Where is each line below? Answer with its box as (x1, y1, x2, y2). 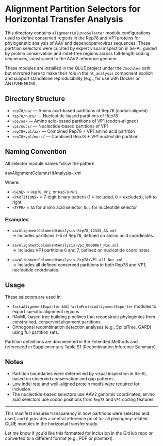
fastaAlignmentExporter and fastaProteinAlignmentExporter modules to (12, 303, 157, 309)
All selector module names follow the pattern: (5, 161, 96, 166)
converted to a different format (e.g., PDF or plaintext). (5, 435, 114, 441)
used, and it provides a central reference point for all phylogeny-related (5, 416, 148, 422)
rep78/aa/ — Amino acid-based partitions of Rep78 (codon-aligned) (12, 107, 148, 113)
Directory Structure (5, 95, 65, 103)
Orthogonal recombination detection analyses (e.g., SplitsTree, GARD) (12, 324, 152, 330)
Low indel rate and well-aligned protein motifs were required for (12, 381, 140, 387)
